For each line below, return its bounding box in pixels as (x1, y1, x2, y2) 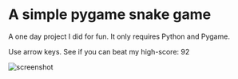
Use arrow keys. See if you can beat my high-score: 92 (8, 47, 190, 56)
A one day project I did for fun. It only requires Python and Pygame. (8, 32, 230, 41)
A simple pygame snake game (8, 6, 212, 24)
